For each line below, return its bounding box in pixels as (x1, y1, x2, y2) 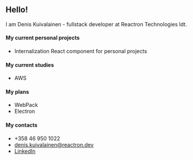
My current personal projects (5, 34, 80, 41)
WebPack (14, 101, 38, 109)
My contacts (5, 122, 38, 129)
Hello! (5, 5, 28, 15)
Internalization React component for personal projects (14, 48, 148, 55)
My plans (5, 88, 29, 95)
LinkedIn (14, 147, 36, 155)
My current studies (5, 61, 54, 68)
